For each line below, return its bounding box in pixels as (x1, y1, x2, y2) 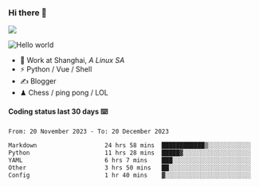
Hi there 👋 (8, 7, 48, 18)
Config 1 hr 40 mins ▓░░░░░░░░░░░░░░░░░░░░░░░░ (8, 171, 251, 179)
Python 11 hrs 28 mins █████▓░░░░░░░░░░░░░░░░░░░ (8, 149, 251, 158)
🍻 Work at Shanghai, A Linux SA (19, 56, 125, 65)
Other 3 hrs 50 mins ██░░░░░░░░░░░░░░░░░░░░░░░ (8, 164, 251, 172)
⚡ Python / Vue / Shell (19, 64, 92, 74)
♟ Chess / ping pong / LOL (19, 88, 109, 98)
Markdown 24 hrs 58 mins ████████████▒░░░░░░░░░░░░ (8, 142, 251, 150)
